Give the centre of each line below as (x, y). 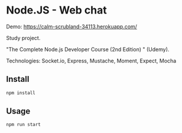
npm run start (24, 125)
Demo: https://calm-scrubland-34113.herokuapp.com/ (72, 26)
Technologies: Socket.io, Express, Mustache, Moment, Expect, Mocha (91, 61)
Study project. (23, 38)
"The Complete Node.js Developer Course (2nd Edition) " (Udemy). (88, 49)
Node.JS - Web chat (57, 10)
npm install (21, 93)
